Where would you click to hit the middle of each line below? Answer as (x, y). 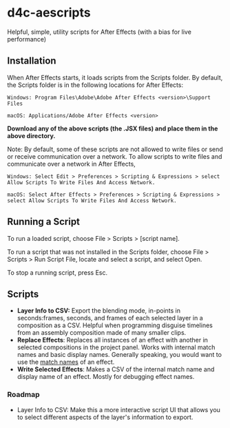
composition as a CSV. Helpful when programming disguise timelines (115, 325)
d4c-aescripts (49, 13)
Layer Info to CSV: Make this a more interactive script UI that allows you (118, 409)
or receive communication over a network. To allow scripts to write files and (115, 156)
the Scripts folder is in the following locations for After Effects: (95, 85)
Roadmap (23, 395)
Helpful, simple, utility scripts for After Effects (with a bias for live (99, 32)
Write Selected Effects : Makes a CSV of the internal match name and (116, 369)
